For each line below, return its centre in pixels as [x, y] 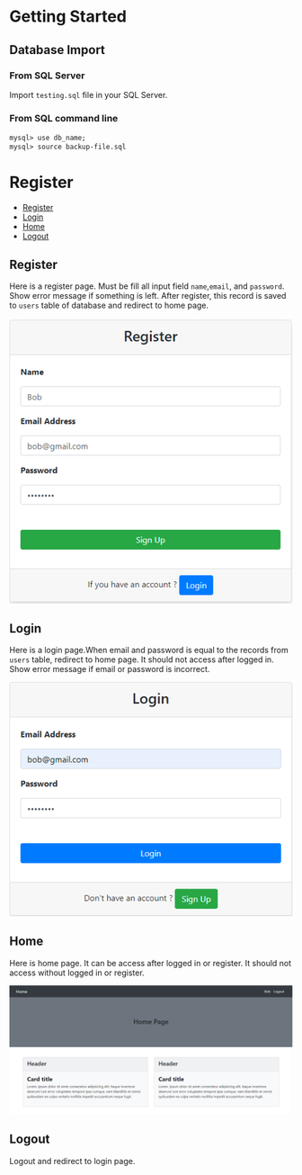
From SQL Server [47, 76]
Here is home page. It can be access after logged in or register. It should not [151, 963]
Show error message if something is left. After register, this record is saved [148, 295]
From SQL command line [64, 118]
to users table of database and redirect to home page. [109, 305]
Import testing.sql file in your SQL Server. [89, 94]
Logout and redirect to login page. [72, 1161]
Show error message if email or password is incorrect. [110, 669]
